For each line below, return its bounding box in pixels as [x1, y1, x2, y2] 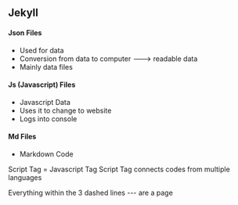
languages [8, 173, 42, 182]
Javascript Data [19, 97, 70, 106]
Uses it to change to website [19, 106, 112, 115]
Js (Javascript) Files [8, 80, 76, 89]
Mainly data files [19, 62, 73, 71]
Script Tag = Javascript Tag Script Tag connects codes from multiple [8, 164, 231, 174]
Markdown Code [19, 149, 74, 159]
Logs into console [19, 113, 78, 124]
